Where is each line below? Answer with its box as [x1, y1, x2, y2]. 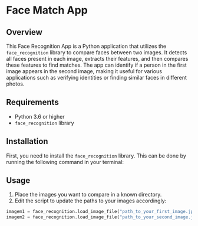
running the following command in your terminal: [6, 158, 124, 165]
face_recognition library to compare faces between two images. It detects [6, 49, 187, 56]
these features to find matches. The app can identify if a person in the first [6, 61, 187, 68]
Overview [6, 27, 43, 37]
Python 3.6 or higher [14, 113, 65, 120]
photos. [6, 80, 25, 87]
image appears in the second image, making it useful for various [6, 68, 162, 74]
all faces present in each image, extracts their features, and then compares [6, 55, 189, 62]
